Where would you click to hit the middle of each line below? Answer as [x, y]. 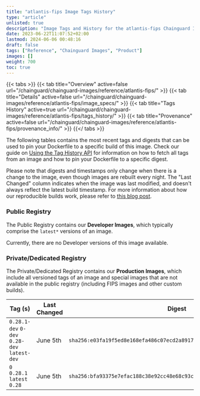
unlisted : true [25, 23]
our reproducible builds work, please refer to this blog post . [79, 196]
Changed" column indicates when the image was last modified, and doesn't [99, 183]
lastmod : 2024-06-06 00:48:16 [44, 39]
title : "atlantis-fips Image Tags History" [61, 12]
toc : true [18, 67]
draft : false [22, 45]
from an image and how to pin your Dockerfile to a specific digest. [87, 159]
